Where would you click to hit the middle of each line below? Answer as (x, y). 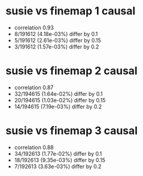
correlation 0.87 (34, 87)
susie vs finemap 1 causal (71, 11)
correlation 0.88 (34, 147)
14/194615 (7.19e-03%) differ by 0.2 (58, 107)
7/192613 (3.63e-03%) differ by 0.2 (58, 166)
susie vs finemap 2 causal (72, 71)
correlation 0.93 (34, 28)
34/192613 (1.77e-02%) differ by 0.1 (58, 153)
